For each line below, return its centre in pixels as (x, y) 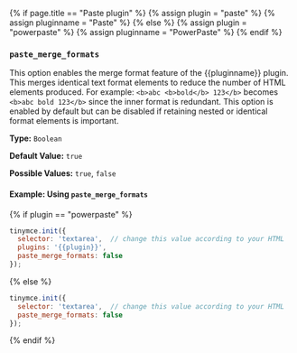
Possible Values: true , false (63, 173)
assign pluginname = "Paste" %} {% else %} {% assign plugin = (128, 23)
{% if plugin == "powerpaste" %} (71, 214)
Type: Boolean (36, 138)
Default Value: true (46, 156)
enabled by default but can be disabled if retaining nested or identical (139, 111)
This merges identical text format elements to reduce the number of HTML (148, 83)
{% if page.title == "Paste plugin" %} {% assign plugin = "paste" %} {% (142, 13)
